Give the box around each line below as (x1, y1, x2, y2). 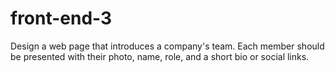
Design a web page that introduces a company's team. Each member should (10, 40, 325, 52)
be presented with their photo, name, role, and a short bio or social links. (10, 50, 310, 62)
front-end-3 (10, 7, 113, 30)
